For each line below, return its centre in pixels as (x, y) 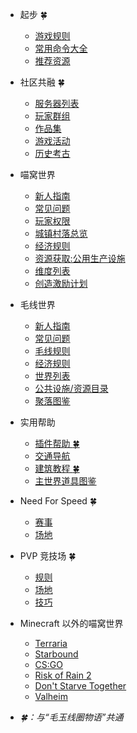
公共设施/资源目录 (71, 388)
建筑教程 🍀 (57, 468)
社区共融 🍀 (42, 82)
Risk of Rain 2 (63, 675)
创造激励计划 (61, 283)
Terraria (51, 643)
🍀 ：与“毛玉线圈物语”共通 (71, 717)
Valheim (51, 696)
